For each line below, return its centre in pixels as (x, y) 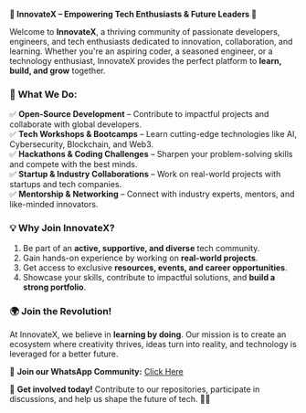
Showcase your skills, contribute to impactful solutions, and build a (149, 277)
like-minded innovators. (54, 205)
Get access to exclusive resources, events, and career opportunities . (155, 267)
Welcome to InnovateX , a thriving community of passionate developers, (145, 32)
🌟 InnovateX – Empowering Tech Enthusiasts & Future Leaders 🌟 (133, 14)
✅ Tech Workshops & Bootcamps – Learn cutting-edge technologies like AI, (153, 134)
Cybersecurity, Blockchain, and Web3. (81, 144)
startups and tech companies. (66, 185)
